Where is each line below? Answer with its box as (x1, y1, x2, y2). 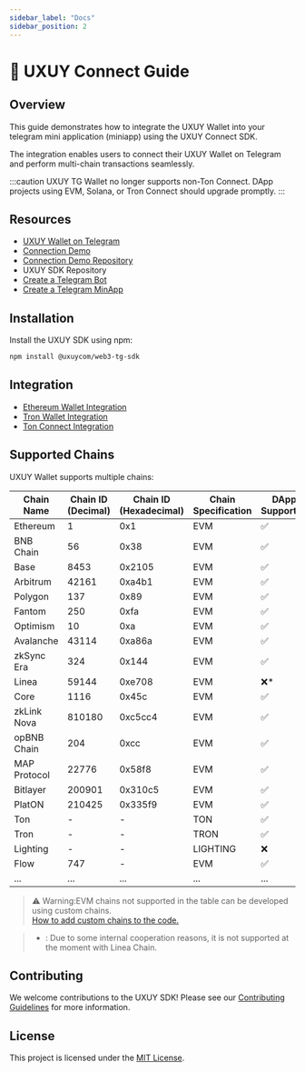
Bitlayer (14, 783, 47, 796)
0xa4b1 (119, 575, 153, 587)
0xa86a (119, 634, 152, 646)
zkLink (14, 705, 43, 717)
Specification (192, 504, 252, 516)
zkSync (14, 649, 46, 662)
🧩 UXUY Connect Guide (9, 61, 190, 82)
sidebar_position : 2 (9, 22, 88, 31)
